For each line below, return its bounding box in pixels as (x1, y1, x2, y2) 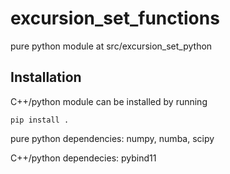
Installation (10, 69, 82, 86)
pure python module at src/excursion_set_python (10, 40, 213, 52)
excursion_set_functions (10, 7, 220, 30)
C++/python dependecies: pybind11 (10, 152, 157, 164)
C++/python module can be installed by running (10, 95, 208, 107)
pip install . (10, 115, 70, 125)
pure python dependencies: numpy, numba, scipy (10, 132, 215, 144)
